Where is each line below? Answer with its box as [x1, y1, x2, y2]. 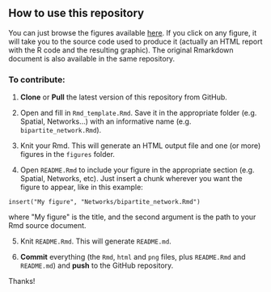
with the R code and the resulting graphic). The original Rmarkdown [8, 44, 234, 55]
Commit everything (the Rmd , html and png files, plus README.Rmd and [19, 252, 246, 262]
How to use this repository [8, 6, 145, 20]
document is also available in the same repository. [8, 53, 176, 63]
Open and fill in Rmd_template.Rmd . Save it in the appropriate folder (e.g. [19, 108, 257, 118]
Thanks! [8, 277, 36, 286]
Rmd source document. [8, 221, 87, 231]
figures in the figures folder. [19, 150, 116, 159]
